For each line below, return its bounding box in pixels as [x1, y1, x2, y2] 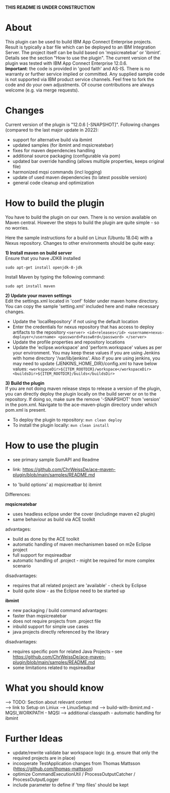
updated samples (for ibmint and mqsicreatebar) [12, 142, 114, 148]
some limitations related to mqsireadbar [12, 665, 96, 671]
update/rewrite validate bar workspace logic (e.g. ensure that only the [12, 750, 158, 756]
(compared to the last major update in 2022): [5, 126, 99, 133]
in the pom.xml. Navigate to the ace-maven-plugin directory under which [5, 402, 157, 408]
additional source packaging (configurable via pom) [12, 153, 120, 159]
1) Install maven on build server [5, 250, 72, 256]
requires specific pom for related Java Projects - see [12, 648, 122, 654]
